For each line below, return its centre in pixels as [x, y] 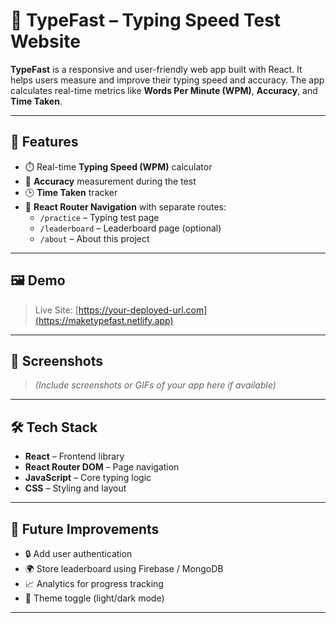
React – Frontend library [74, 456]
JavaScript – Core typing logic [88, 478]
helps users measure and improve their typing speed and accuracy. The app [167, 80]
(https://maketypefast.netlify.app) [104, 320]
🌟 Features [44, 142]
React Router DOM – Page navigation [102, 467]
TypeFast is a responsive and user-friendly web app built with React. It [156, 69]
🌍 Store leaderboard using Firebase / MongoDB [124, 568]
